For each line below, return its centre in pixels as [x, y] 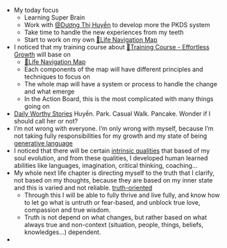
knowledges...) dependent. [62, 232]
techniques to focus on [57, 77]
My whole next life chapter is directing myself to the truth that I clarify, [114, 173]
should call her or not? [46, 121]
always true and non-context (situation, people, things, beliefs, [113, 225]
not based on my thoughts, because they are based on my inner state [113, 180]
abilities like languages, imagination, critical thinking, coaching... [106, 165]
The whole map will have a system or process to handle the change [120, 84]
